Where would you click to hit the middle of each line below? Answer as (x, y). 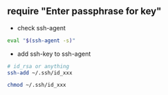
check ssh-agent (41, 28)
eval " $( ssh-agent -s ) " (41, 41)
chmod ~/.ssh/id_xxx (37, 85)
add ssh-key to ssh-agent (54, 54)
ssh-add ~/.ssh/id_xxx (40, 73)
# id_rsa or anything (38, 66)
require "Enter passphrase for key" (84, 11)
